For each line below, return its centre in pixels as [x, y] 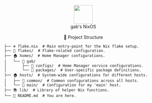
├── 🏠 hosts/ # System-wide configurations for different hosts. [76, 75]
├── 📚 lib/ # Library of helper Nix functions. [57, 90]
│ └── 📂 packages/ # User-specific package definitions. [73, 70]
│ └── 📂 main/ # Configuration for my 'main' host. [63, 85]
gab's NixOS [83, 26]
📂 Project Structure [83, 37]
